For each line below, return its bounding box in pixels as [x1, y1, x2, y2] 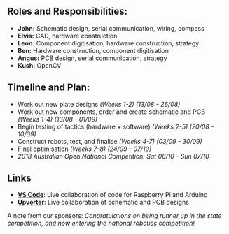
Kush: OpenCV [17, 61, 62, 69]
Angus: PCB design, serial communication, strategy [17, 54, 167, 62]
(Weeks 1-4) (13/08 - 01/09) [17, 115, 98, 123]
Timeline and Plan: [7, 82, 90, 94]
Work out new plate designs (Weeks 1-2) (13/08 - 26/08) [17, 100, 181, 108]
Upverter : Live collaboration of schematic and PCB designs [17, 198, 189, 207]
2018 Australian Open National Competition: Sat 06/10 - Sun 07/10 [17, 152, 210, 160]
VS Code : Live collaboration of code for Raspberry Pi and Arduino [17, 191, 208, 199]
